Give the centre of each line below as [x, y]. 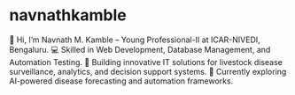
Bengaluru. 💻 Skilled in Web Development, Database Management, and [140, 49]
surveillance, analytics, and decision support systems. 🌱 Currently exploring [148, 71]
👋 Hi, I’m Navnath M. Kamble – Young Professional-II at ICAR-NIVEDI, [135, 40]
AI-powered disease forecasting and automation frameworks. [121, 81]
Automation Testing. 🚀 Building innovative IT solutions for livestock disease [146, 62]
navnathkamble [68, 15]
